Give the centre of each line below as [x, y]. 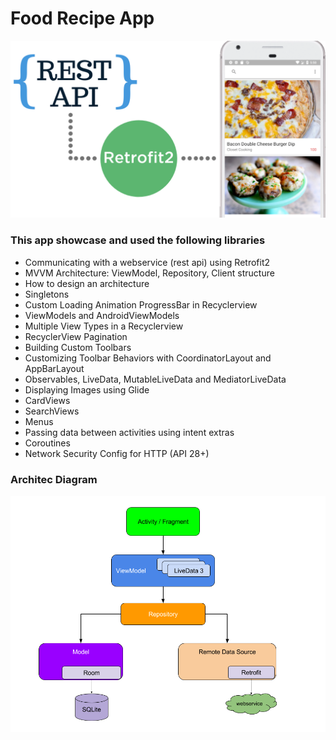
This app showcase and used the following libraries [138, 240]
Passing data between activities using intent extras [129, 432]
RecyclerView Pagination [76, 336]
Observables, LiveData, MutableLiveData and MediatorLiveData [155, 379]
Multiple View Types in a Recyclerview [104, 326]
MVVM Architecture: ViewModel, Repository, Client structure [149, 273]
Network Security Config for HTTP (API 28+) [117, 453]
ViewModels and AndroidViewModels [102, 315]
